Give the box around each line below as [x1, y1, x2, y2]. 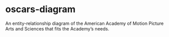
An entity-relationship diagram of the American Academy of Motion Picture [5, 20, 164, 26]
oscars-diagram [5, 4, 76, 15]
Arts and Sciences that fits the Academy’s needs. [5, 25, 109, 31]
